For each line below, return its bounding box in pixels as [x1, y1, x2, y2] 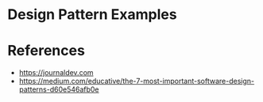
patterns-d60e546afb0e [18, 85, 100, 94]
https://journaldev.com [18, 68, 94, 77]
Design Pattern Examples [7, 6, 177, 24]
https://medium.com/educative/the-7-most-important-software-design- [18, 77, 255, 86]
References [7, 42, 85, 60]
